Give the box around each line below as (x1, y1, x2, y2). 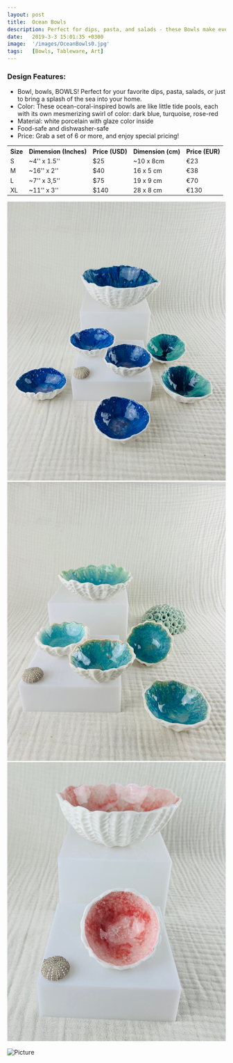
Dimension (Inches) (28, 147, 87, 156)
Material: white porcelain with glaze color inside (17, 117, 154, 125)
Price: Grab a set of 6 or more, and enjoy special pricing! (17, 132, 179, 140)
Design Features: (7, 72, 66, 81)
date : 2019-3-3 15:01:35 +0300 (7, 33, 104, 40)
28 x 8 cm (132, 186, 163, 194)
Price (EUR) (186, 147, 221, 156)
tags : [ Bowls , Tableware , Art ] (7, 48, 104, 55)
